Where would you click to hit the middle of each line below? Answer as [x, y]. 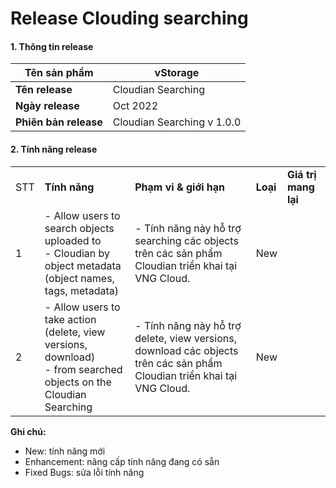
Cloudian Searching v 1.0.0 [177, 122]
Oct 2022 [135, 106]
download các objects [186, 350]
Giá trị [301, 174]
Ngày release [47, 106]
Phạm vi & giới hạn [180, 187]
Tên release [44, 90]
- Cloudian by [77, 253]
